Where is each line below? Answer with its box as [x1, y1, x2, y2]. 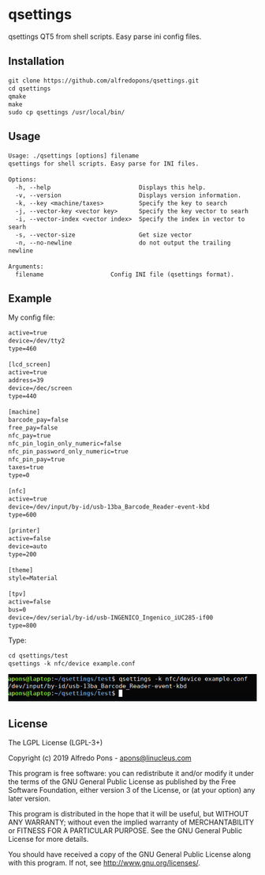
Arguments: [8, 263, 44, 271]
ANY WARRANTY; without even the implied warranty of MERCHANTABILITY [8, 817, 255, 828]
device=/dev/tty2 [8, 337, 65, 345]
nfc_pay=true [8, 432, 51, 440]
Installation [8, 55, 65, 68]
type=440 [8, 392, 37, 400]
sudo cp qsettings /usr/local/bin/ [8, 108, 125, 116]
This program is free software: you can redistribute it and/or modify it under [8, 769, 254, 778]
